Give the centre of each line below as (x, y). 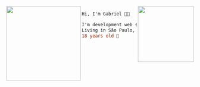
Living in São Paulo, (109, 30)
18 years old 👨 (101, 36)
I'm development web (107, 24)
